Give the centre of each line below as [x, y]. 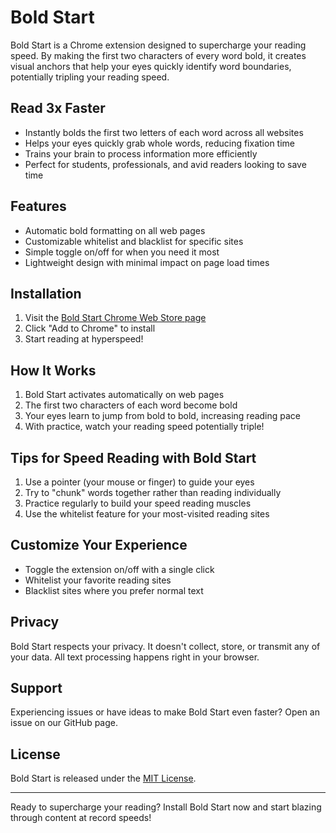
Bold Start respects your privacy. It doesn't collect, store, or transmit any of [165, 646]
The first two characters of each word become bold [131, 405]
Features [38, 206]
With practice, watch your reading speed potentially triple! [144, 427]
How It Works [53, 370]
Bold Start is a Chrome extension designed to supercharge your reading [158, 45]
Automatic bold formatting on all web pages [115, 230]
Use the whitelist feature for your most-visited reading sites [147, 514]
